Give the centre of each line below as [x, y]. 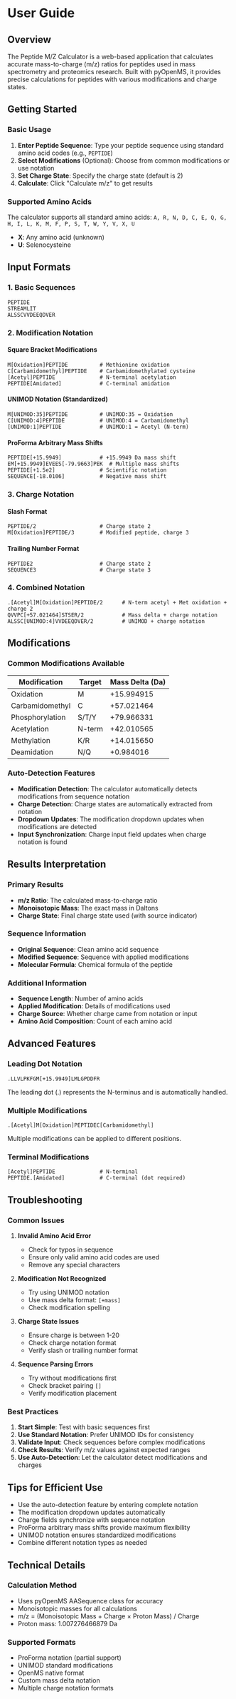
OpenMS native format [51, 1673]
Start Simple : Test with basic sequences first [84, 1427]
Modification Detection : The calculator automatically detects [107, 788]
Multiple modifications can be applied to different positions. [95, 1139]
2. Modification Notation [50, 333]
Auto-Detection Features [52, 774]
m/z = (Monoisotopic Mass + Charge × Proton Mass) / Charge [108, 1616]
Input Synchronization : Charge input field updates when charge [112, 834]
